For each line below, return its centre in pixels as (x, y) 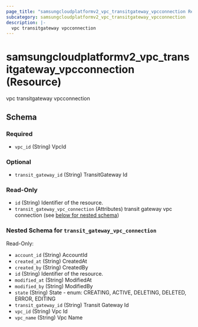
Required (19, 134)
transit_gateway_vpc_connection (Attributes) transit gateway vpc (93, 209)
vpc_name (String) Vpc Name (49, 317)
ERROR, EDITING (35, 299)
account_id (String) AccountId (51, 255)
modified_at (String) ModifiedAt (53, 280)
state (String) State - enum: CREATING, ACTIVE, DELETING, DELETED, (100, 292)
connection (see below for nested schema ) (67, 215)
